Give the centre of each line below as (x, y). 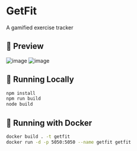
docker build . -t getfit (38, 137)
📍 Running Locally (40, 80)
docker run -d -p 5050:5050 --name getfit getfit (69, 142)
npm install (21, 93)
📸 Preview (25, 46)
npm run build (24, 99)
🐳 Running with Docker (49, 123)
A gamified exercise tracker (40, 27)
